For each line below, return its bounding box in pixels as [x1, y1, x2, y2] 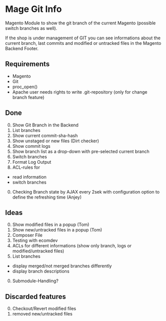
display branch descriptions [12, 268, 70, 274]
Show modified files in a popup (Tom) [12, 221, 89, 227]
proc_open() [12, 84, 38, 90]
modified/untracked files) [12, 248, 65, 254]
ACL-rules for [12, 164, 40, 170]
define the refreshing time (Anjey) [12, 194, 82, 200]
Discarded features [5, 292, 66, 301]
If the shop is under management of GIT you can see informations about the [5, 35, 161, 41]
